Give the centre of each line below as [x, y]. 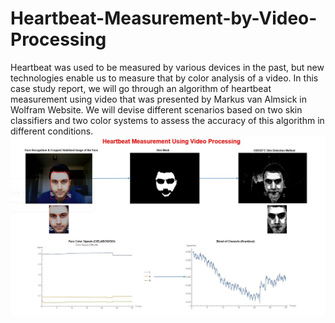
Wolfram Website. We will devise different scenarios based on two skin [156, 109]
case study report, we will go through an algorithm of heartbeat [141, 88]
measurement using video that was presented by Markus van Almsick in [158, 99]
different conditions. [52, 131]
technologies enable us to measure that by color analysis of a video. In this [164, 78]
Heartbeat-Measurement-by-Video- [164, 18]
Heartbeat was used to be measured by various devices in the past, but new [167, 67]
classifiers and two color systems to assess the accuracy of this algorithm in [167, 120]
